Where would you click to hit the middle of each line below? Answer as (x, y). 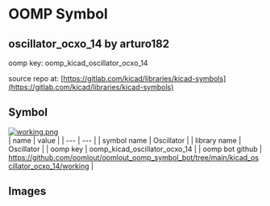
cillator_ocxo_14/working (49, 166)
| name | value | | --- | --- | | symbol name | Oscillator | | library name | (125, 140)
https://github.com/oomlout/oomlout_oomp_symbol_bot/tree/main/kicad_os (134, 157)
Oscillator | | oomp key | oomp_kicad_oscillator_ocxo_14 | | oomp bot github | (135, 149)
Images (27, 191)
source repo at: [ (36, 78)
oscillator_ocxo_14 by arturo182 (89, 44)
